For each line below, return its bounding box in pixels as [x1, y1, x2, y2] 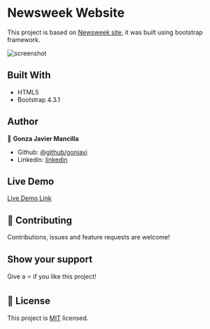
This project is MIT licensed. [7, 314, 89, 322]
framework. [7, 35, 40, 43]
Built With [7, 69, 51, 81]
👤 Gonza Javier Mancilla [7, 134, 79, 143]
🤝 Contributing [7, 214, 73, 226]
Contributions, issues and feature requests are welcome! [7, 233, 170, 241]
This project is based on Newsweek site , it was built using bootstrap [7, 28, 204, 36]
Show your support [7, 253, 93, 265]
